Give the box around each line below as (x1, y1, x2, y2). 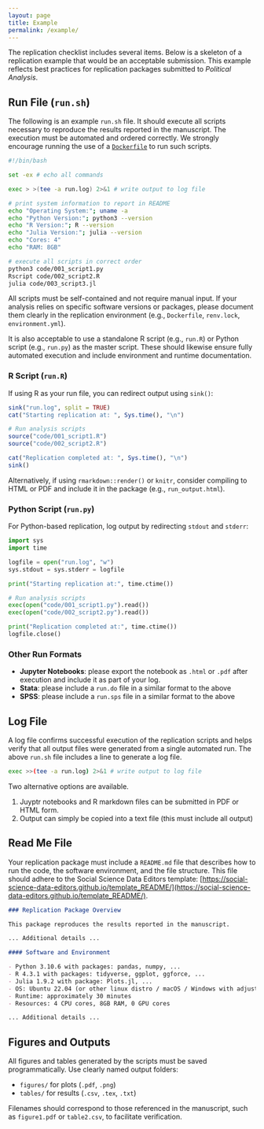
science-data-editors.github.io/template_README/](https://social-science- (8, 883, 251, 892)
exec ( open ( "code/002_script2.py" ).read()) (8, 609, 149, 616)
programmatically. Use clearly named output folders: (8, 1064, 179, 1075)
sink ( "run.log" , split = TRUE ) (8, 403, 111, 412)
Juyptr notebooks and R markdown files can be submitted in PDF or (19, 797, 240, 806)
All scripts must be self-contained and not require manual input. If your (8, 294, 237, 303)
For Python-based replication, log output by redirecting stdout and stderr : (8, 521, 249, 531)
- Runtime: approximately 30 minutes (8, 992, 132, 1000)
